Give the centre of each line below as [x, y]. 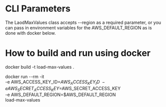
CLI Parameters [38, 9]
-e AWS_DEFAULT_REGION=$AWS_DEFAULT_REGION [60, 95]
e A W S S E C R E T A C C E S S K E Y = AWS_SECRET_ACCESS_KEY [63, 89]
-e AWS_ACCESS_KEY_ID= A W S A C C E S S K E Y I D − [55, 82]
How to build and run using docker [78, 53]
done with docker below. [30, 33]
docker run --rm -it [25, 76]
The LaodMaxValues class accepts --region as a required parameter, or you [83, 22]
